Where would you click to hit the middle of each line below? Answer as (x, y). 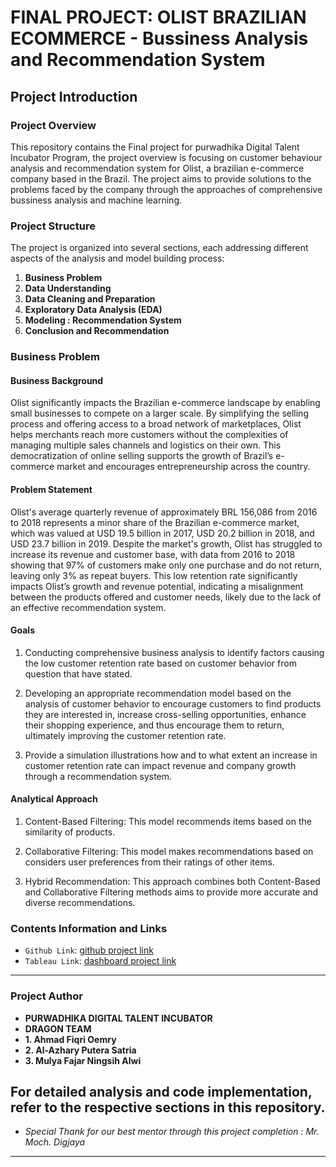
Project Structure (53, 226)
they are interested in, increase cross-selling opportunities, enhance (165, 714)
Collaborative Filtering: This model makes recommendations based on (169, 851)
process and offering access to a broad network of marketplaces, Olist (156, 424)
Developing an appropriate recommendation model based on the (158, 693)
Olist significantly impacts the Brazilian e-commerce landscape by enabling (165, 403)
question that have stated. (78, 673)
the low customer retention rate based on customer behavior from (160, 663)
